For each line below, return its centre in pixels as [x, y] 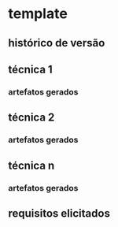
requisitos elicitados [59, 213]
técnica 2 [31, 118]
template [38, 14]
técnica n [31, 165]
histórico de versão [57, 43]
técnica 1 [30, 69]
